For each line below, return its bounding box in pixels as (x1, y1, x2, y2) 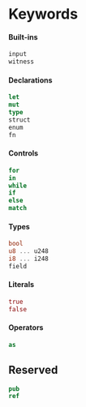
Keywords (8, 5, 79, 24)
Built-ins (8, 32, 38, 41)
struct (8, 115, 31, 124)
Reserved (8, 363, 58, 377)
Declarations (8, 75, 53, 85)
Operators (8, 323, 44, 332)
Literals (8, 280, 35, 289)
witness (8, 58, 35, 66)
